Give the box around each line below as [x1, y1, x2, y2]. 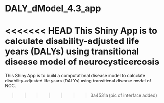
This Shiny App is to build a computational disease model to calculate [5, 73, 146, 79]
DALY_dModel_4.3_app [5, 3, 101, 14]
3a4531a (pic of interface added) [90, 92, 157, 98]
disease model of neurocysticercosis [5, 57, 160, 67]
